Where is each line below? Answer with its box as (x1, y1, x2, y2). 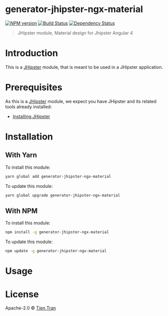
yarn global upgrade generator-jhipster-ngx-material (5, 192, 121, 198)
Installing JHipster (12, 113, 50, 119)
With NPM (5, 206, 38, 215)
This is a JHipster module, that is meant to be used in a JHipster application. (5, 64, 163, 70)
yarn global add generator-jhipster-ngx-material (5, 174, 112, 179)
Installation (5, 131, 53, 142)
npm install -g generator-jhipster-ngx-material (5, 230, 109, 235)
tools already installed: (5, 103, 52, 110)
